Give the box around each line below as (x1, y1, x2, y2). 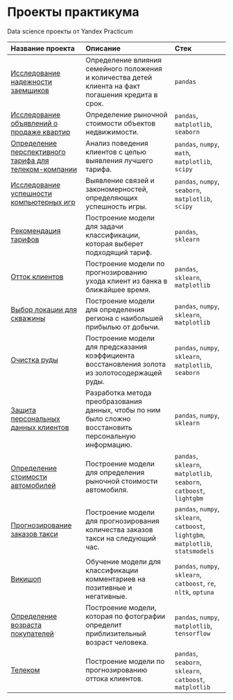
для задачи (85, 221, 123, 231)
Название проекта (10, 43, 75, 53)
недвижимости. (85, 127, 139, 137)
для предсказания (85, 342, 148, 351)
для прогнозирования (85, 516, 159, 525)
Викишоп (10, 574, 42, 584)
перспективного (10, 147, 66, 157)
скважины (10, 313, 46, 323)
